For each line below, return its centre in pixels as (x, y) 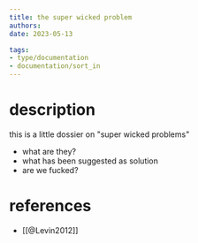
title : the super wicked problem (71, 17)
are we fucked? (50, 170)
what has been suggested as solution (90, 161)
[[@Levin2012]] (50, 230)
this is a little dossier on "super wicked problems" (99, 134)
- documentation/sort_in (55, 66)
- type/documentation (49, 58)
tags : (19, 49)
